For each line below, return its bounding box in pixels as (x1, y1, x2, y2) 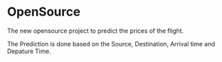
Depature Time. (7, 47, 52, 55)
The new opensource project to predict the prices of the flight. (7, 27, 184, 35)
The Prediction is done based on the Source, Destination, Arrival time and (7, 40, 215, 48)
